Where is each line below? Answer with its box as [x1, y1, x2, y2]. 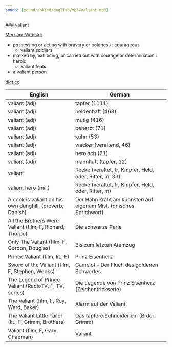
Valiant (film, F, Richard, [8, 223, 65, 230]
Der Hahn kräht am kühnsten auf [75, 196, 154, 203]
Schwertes [75, 267, 101, 275]
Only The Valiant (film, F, [8, 238, 67, 245]
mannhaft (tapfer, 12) [75, 158, 127, 165]
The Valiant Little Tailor [8, 312, 63, 319]
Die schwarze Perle [75, 223, 122, 230]
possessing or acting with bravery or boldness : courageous [12, 42, 140, 48]
